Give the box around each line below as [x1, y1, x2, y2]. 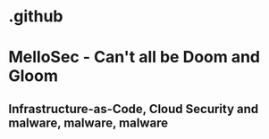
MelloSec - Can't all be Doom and [8, 47, 261, 68]
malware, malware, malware [8, 115, 169, 130]
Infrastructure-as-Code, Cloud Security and [8, 101, 259, 117]
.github [8, 6, 63, 27]
